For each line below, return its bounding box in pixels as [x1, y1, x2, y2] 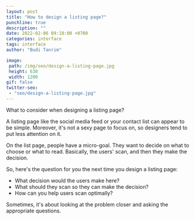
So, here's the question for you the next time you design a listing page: [6, 165, 178, 172]
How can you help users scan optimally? [14, 189, 113, 196]
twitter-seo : [6, 85, 38, 91]
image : [6, 57, 22, 64]
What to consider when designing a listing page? [6, 106, 125, 114]
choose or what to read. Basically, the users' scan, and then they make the [6, 148, 187, 155]
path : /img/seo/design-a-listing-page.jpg [8, 63, 115, 69]
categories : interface [6, 36, 62, 42]
